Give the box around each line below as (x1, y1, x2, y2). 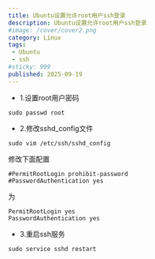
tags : (8, 41, 26, 49)
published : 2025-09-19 (8, 70, 83, 78)
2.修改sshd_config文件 (19, 123, 94, 133)
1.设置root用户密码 (19, 92, 79, 103)
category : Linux (8, 33, 61, 42)
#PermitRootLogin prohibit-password (8, 170, 128, 178)
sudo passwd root (8, 108, 65, 117)
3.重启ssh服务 (19, 229, 65, 238)
